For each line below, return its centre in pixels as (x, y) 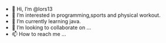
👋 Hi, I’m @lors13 (32, 9)
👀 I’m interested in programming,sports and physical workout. (86, 15)
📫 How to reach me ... (39, 34)
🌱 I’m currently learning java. (46, 21)
